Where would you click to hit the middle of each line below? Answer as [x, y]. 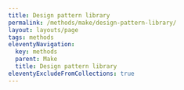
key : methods [36, 52]
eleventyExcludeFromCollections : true [71, 74]
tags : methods [31, 37]
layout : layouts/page [43, 30]
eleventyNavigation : [42, 45]
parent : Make [36, 59]
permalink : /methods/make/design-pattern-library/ [92, 23]
